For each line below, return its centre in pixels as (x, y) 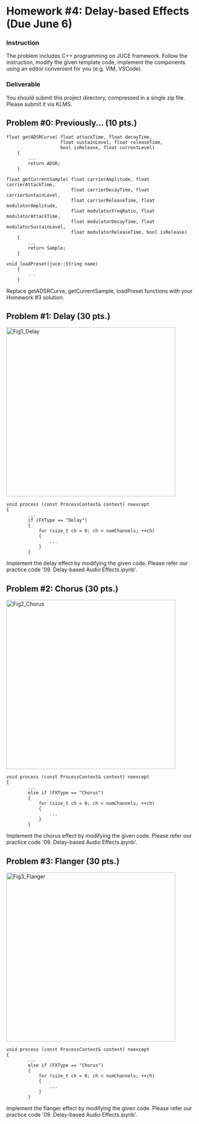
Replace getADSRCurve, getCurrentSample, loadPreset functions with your (99, 291)
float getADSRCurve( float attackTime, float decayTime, (79, 137)
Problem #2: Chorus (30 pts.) (62, 589)
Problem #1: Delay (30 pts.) (58, 316)
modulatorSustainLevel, (36, 227)
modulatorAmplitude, (32, 206)
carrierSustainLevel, (33, 195)
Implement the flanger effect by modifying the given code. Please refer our (99, 1108)
